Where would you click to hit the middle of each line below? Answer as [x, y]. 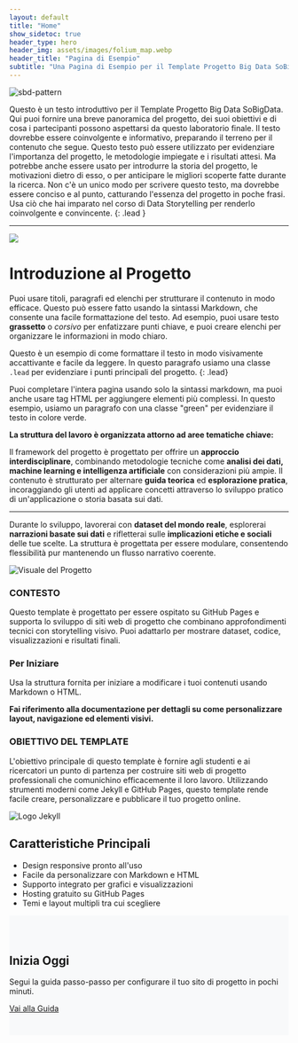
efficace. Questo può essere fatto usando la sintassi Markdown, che [134, 308]
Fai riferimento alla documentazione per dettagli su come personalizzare [146, 710]
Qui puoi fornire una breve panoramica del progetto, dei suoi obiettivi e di [143, 118]
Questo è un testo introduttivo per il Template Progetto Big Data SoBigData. [146, 109]
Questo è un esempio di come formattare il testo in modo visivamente [136, 353]
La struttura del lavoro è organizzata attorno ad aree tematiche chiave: [141, 435]
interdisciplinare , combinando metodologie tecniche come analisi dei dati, [146, 461]
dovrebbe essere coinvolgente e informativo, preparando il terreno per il [141, 137]
